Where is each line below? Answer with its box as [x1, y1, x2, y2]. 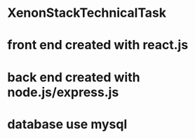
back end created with [7, 69, 140, 85]
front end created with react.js [7, 37, 189, 53]
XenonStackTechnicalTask [7, 5, 167, 21]
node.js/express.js [7, 84, 119, 100]
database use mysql [7, 116, 128, 132]
